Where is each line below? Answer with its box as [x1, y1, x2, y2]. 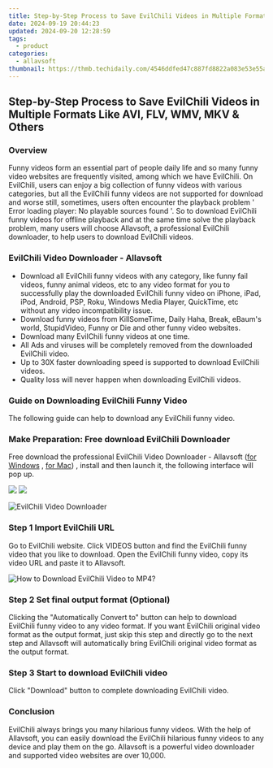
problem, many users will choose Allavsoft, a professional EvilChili [8, 223, 230, 233]
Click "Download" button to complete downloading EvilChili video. [8, 686, 229, 696]
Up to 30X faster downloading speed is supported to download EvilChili [19, 357, 260, 367]
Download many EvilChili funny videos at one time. [19, 331, 190, 341]
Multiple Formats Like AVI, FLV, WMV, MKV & [8, 107, 240, 122]
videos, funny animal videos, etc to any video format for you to [19, 280, 230, 289]
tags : [8, 34, 27, 43]
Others [8, 120, 45, 134]
